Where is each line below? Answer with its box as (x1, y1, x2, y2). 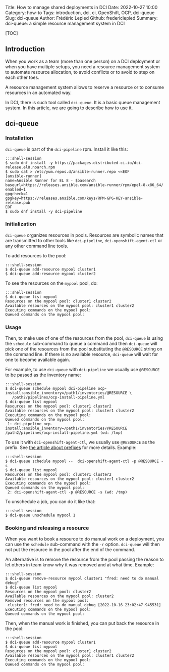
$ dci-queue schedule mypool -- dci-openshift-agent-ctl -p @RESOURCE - (5, 459, 164, 464)
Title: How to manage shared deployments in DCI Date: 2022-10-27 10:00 (5, 5, 158, 10)
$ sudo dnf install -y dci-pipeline (5, 209, 82, 214)
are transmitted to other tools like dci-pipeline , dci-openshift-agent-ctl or (5, 237, 162, 243)
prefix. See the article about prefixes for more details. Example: (5, 444, 137, 451)
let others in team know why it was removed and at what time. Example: (5, 562, 154, 568)
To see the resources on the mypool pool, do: (5, 280, 98, 286)
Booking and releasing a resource (5, 524, 89, 531)
